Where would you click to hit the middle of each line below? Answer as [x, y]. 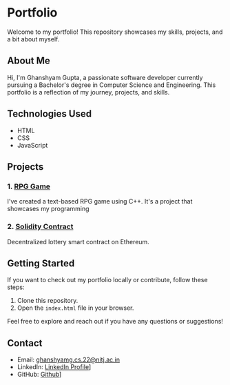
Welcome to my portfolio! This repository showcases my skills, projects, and [115, 32]
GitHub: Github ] [39, 375]
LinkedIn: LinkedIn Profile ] [54, 367]
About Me [29, 61]
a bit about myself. [33, 39]
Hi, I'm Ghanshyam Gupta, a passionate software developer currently [105, 77]
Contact [25, 343]
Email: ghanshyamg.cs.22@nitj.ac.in [69, 359]
